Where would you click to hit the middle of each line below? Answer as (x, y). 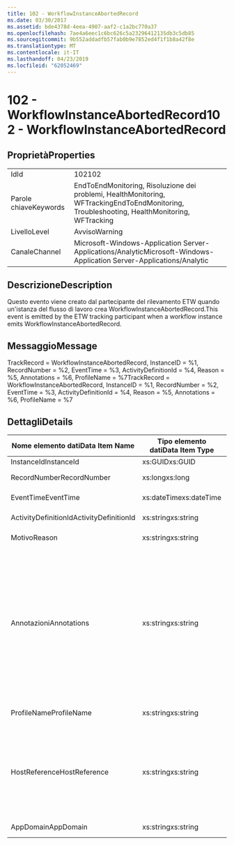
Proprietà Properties (51, 155)
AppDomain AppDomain (49, 827)
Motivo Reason (34, 538)
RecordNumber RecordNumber (61, 478)
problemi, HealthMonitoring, (120, 194)
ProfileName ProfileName (51, 713)
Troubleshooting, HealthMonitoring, (132, 211)
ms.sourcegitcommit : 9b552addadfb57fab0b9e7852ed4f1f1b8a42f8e (101, 40)
